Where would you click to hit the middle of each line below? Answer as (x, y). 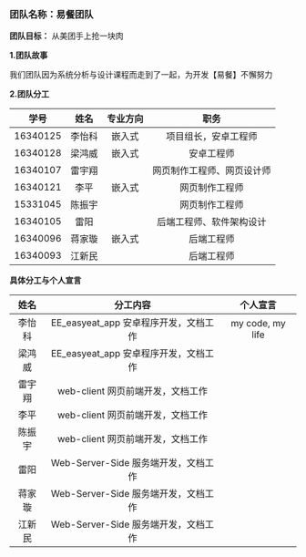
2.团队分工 (30, 94)
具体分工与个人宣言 (46, 281)
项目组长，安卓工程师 (212, 137)
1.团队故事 (29, 56)
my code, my (258, 324)
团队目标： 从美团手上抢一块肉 (66, 36)
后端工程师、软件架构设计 (212, 222)
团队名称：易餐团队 (51, 14)
